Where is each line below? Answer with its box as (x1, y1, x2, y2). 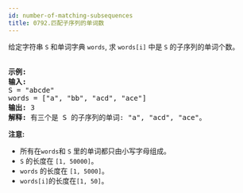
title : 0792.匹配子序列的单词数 (8, 19, 105, 27)
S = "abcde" (8, 85, 55, 95)
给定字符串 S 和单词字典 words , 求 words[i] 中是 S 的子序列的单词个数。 (8, 41, 240, 52)
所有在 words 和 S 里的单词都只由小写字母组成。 (19, 146, 171, 156)
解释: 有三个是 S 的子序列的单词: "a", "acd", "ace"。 (8, 113, 206, 122)
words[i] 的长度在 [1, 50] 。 (19, 176, 109, 185)
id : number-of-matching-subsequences (8, 11, 133, 20)
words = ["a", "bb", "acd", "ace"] (8, 93, 147, 102)
